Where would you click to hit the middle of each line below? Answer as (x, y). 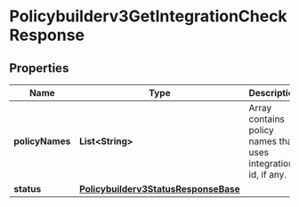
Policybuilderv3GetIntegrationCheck (148, 16)
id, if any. (268, 175)
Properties (39, 68)
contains (267, 119)
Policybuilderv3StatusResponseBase (159, 189)
